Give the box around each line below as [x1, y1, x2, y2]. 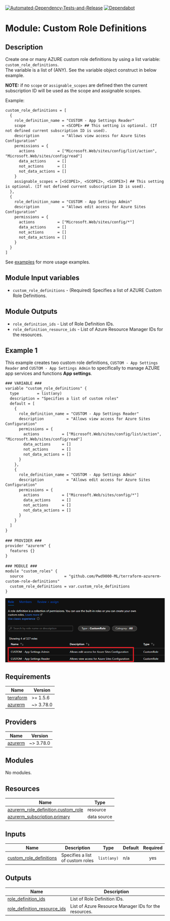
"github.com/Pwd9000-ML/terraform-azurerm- [68, 574, 162, 579]
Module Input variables [5, 274, 80, 282]
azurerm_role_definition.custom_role [7, 806, 83, 812]
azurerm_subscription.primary [7, 814, 70, 820]
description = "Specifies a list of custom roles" [10, 396, 119, 401]
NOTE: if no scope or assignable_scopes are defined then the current [5, 82, 148, 88]
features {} [10, 548, 35, 553]
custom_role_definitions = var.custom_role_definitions [10, 584, 130, 589]
